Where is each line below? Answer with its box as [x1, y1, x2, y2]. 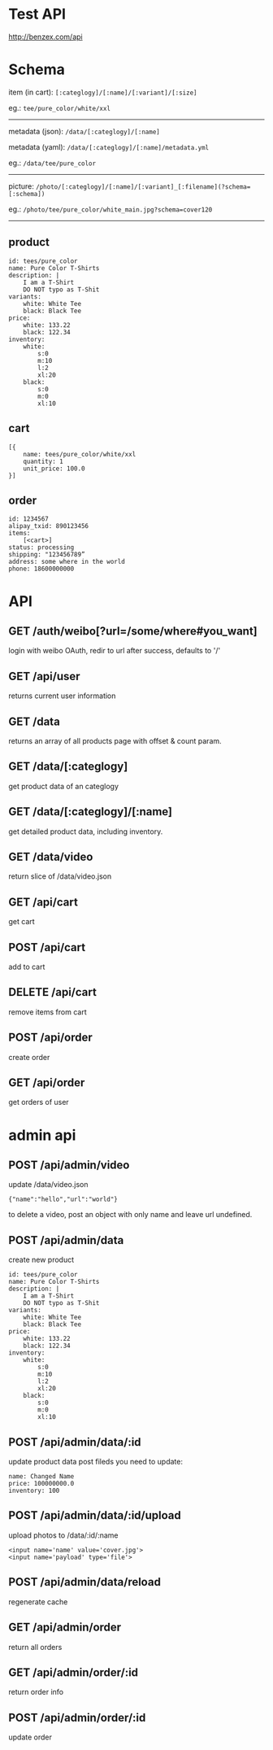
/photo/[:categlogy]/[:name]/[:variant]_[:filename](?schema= [36, 182, 251, 191]
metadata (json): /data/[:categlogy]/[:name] [8, 126, 160, 136]
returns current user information [8, 691, 116, 700]
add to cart [8, 962, 45, 971]
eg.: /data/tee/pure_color [8, 158, 96, 168]
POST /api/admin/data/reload [8, 1575, 161, 1589]
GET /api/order [8, 1076, 85, 1090]
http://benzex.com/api [8, 32, 83, 41]
